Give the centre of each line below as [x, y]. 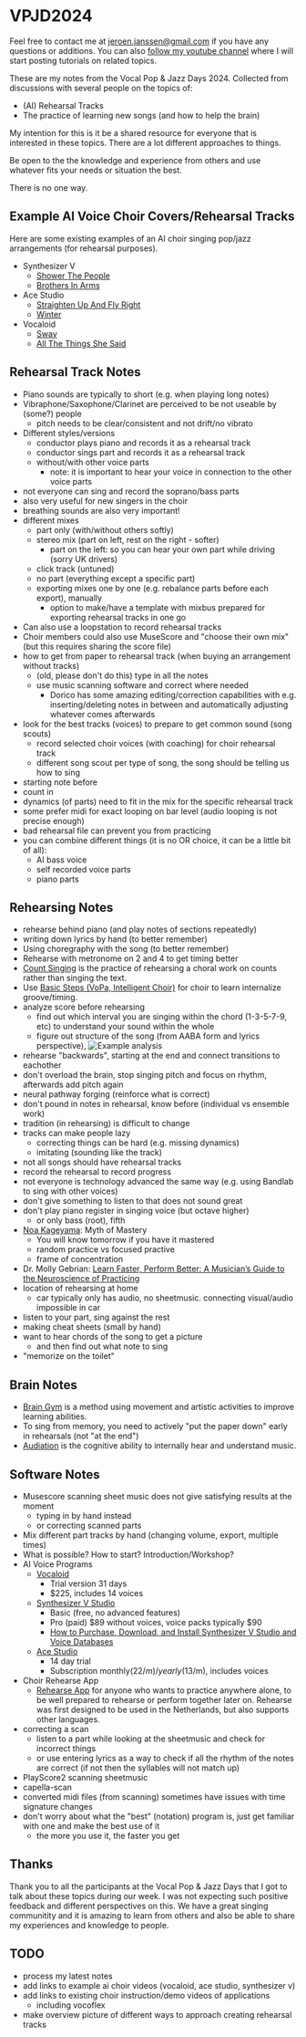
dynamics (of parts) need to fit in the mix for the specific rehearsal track [158, 801]
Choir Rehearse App [61, 1681]
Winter [49, 314]
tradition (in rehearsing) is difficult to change [106, 1123]
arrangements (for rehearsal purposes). [84, 248]
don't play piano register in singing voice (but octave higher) [136, 1211]
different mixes [51, 520]
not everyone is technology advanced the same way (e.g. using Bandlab [158, 1182]
